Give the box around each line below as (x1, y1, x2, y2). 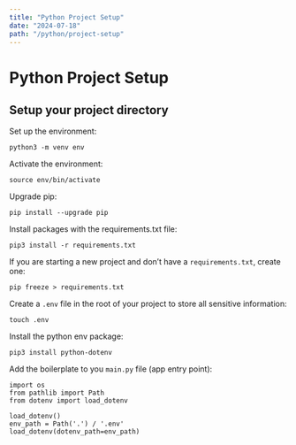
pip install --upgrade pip (9, 209, 109, 218)
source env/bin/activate (9, 176, 101, 185)
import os (9, 381, 46, 390)
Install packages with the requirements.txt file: (9, 224, 178, 234)
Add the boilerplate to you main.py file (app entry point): (9, 364, 213, 374)
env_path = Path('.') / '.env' (9, 419, 125, 429)
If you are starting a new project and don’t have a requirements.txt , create (9, 257, 281, 267)
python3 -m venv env (9, 143, 86, 152)
